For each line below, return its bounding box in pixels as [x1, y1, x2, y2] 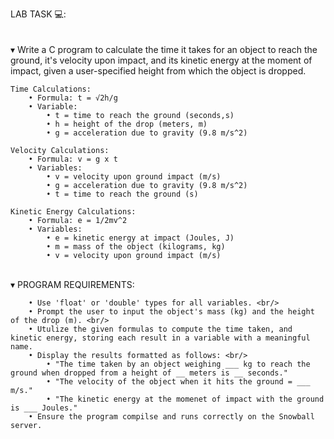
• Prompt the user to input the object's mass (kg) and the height [28, 307, 315, 317]
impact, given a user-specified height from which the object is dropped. [10, 65, 307, 77]
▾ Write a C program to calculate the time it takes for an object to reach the [10, 44, 318, 55]
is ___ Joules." [10, 403, 78, 413]
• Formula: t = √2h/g [28, 93, 118, 103]
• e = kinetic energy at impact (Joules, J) [46, 233, 235, 243]
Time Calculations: [10, 84, 92, 94]
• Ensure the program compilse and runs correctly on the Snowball [28, 412, 315, 422]
